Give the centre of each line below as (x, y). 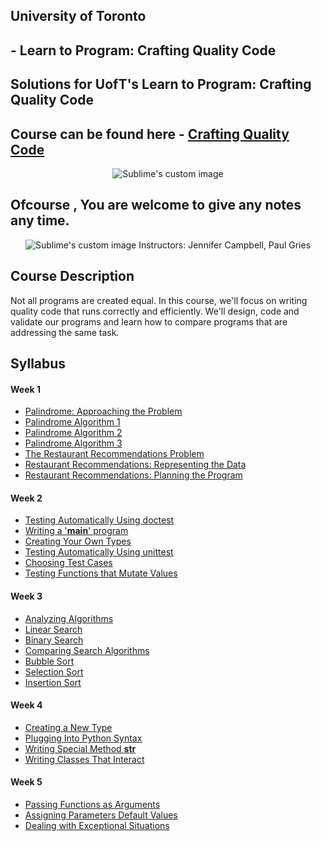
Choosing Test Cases (68, 563)
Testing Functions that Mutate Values (101, 573)
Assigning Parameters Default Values (101, 815)
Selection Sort (54, 671)
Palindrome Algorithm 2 (73, 433)
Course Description (72, 276)
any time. (40, 220)
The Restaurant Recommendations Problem (114, 454)
